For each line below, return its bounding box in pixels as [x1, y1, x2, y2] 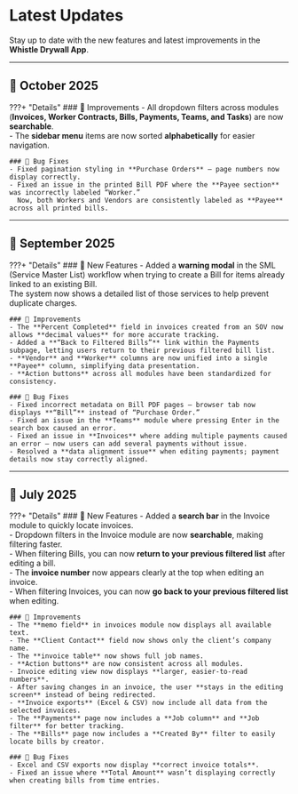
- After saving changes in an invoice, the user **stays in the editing [9, 683, 284, 692]
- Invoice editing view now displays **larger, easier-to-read [9, 668, 248, 677]
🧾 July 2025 [9, 486, 77, 502]
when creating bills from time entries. [9, 776, 161, 785]
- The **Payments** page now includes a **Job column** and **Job [9, 714, 260, 723]
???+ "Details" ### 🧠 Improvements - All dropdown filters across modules [9, 101, 279, 112]
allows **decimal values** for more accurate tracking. [9, 330, 220, 339]
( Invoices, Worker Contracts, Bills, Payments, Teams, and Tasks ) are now [9, 111, 284, 122]
